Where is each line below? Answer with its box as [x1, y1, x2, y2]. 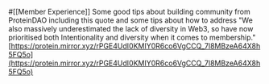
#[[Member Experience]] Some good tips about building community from [8, 7, 251, 16]
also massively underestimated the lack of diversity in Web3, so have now [8, 24, 254, 33]
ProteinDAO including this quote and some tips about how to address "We [8, 15, 254, 25]
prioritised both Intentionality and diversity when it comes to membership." [8, 32, 256, 42]
